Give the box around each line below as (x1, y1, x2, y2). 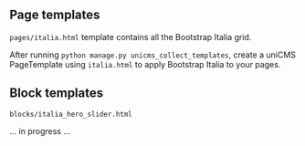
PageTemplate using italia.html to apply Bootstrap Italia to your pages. (9, 58, 281, 69)
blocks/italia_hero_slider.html (9, 109, 132, 119)
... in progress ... (9, 125, 71, 136)
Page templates (9, 7, 100, 23)
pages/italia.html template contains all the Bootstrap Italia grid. (9, 31, 252, 42)
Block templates (9, 86, 104, 101)
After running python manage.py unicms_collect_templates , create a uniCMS (9, 49, 297, 60)
